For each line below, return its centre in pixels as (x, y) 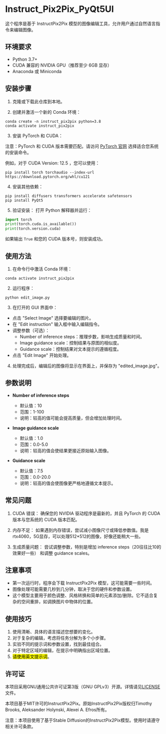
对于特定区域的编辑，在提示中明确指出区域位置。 (62, 651)
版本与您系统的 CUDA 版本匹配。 (46, 519)
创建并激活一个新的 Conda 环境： (46, 112)
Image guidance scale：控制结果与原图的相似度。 (71, 343)
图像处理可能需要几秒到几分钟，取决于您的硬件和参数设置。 (73, 589)
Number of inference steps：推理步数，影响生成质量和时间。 (82, 337)
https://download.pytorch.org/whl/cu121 (48, 177)
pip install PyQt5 (24, 200)
